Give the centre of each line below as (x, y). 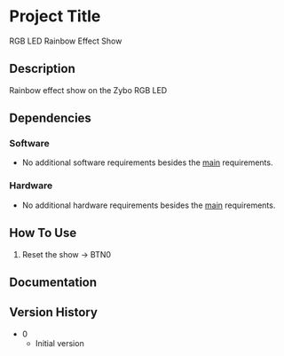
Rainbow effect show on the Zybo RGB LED (88, 90)
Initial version (59, 343)
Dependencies (50, 119)
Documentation (53, 282)
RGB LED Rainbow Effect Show (66, 41)
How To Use (43, 233)
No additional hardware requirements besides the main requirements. (149, 205)
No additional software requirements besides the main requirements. (147, 162)
